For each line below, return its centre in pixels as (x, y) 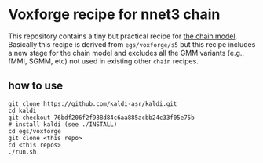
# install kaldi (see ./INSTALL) (63, 124)
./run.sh (22, 152)
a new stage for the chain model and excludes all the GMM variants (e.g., (126, 53)
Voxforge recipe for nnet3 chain (114, 14)
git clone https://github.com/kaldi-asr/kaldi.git (93, 103)
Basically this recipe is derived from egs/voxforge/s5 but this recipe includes (132, 44)
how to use (36, 86)
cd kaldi (22, 110)
